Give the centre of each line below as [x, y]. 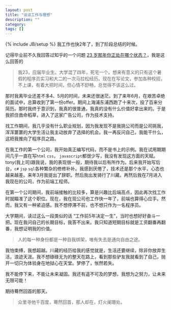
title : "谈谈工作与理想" [29, 15]
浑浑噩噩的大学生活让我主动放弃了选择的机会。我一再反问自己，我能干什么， [85, 132]
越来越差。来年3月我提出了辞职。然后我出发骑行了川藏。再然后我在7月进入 [84, 175]
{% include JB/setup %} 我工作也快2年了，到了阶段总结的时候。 [73, 44]
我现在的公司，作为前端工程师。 [39, 181]
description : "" [22, 19]
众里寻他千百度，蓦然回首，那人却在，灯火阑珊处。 [71, 302]
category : [16, 24]
